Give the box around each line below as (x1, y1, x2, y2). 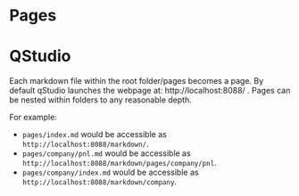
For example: (9, 112, 58, 123)
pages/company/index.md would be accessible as (21, 167, 199, 178)
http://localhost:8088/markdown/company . (21, 176, 177, 187)
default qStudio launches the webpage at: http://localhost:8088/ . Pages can (9, 86, 291, 96)
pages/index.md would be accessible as (21, 129, 167, 140)
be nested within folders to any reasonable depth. (9, 94, 192, 105)
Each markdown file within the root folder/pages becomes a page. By (9, 76, 264, 86)
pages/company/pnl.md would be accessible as (21, 148, 191, 159)
